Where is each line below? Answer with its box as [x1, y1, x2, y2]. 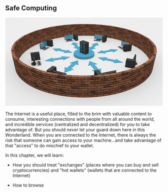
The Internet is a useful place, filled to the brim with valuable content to [5, 111, 152, 117]
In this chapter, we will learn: [5, 152, 64, 159]
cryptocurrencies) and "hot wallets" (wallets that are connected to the [12, 167, 157, 174]
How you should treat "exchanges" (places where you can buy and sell [12, 162, 159, 168]
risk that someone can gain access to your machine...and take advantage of [5, 137, 161, 144]
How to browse [12, 182, 44, 189]
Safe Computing [5, 4, 57, 12]
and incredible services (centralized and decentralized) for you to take [5, 122, 150, 128]
